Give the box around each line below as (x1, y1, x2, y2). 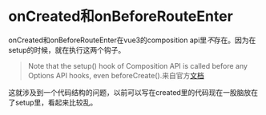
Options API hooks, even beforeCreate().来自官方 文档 (27, 70, 204, 80)
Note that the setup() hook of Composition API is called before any (27, 61, 248, 70)
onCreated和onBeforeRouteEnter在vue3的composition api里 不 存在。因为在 (8, 35, 256, 45)
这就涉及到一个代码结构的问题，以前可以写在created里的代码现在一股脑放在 (8, 87, 259, 97)
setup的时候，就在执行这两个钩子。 (8, 45, 126, 54)
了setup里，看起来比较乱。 (8, 97, 98, 107)
